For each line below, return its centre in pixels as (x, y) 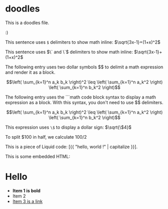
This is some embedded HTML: (38, 156)
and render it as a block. (30, 72)
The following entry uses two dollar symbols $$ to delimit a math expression (84, 67)
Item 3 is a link (27, 201)
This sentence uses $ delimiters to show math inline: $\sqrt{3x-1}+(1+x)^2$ (83, 42)
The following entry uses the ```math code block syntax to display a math (81, 97)
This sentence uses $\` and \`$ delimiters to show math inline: (69, 52)
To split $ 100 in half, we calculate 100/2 (46, 137)
